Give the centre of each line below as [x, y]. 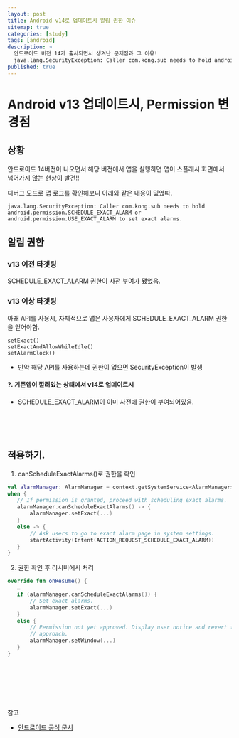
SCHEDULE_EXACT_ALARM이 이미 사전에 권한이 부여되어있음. [106, 402]
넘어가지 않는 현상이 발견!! [43, 178]
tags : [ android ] [31, 41]
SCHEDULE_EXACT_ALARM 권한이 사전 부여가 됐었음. [84, 281]
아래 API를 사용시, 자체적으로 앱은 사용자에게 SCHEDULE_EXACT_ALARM [111, 318]
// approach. [49, 634]
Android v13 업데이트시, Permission [111, 104]
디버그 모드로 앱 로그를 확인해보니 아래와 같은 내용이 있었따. [90, 193]
